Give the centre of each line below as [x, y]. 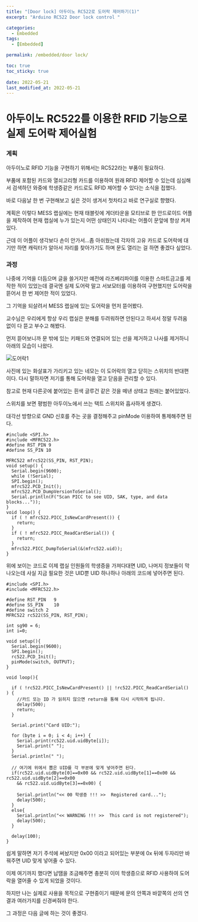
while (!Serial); [33, 476]
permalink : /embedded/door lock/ [47, 55]
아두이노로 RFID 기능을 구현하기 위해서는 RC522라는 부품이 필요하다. [86, 168]
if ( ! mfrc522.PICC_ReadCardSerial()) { [63, 534]
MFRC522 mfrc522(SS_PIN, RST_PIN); [50, 461]
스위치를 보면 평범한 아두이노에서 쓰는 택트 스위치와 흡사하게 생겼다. [84, 404]
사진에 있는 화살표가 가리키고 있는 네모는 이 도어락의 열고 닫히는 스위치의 [90, 371]
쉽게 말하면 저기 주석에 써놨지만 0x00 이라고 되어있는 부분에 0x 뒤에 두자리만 [95, 853]
